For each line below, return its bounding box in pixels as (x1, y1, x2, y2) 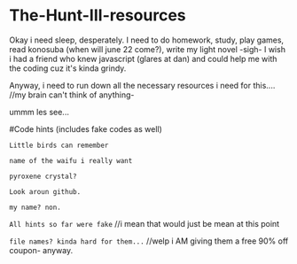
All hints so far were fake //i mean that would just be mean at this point (9, 218, 280, 229)
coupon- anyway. (9, 245, 74, 255)
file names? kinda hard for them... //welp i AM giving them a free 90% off (9, 236, 289, 246)
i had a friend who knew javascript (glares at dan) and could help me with (9, 53, 277, 64)
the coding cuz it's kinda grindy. (9, 63, 127, 74)
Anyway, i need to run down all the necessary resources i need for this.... (9, 80, 276, 90)
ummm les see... (9, 106, 69, 117)
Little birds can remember (9, 141, 109, 150)
